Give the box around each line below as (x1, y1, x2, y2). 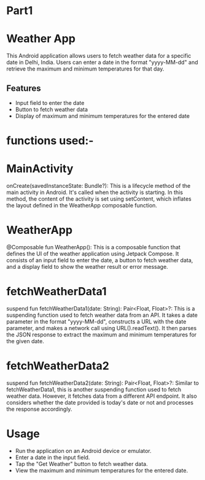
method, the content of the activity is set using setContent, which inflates (6, 195, 191, 203)
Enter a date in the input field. (15, 454, 90, 461)
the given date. (6, 337, 44, 344)
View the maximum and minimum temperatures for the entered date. (15, 466, 188, 474)
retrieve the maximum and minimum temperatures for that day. (6, 65, 164, 72)
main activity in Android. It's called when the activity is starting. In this (6, 188, 183, 196)
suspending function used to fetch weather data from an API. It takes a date (6, 311, 198, 319)
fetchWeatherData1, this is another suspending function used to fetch (6, 385, 182, 393)
